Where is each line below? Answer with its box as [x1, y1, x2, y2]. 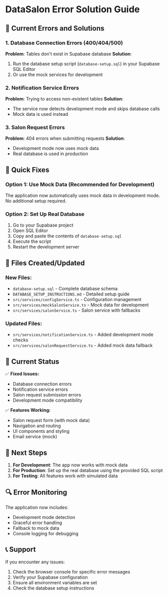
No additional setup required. [5, 198, 67, 204]
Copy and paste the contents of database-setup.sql [12, 233, 122, 239]
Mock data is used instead [12, 111, 68, 117]
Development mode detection [12, 514, 76, 520]
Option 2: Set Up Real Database [5, 211, 85, 218]
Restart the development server [12, 244, 80, 250]
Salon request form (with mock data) [12, 417, 90, 424]
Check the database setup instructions [12, 585, 94, 591]
